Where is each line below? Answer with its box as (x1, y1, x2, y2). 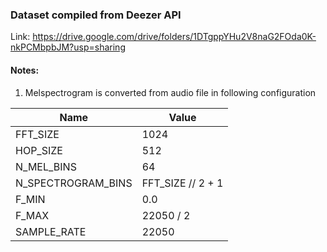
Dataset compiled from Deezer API (10, 8, 182, 22)
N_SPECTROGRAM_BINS (15, 176, 133, 190)
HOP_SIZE (15, 143, 63, 157)
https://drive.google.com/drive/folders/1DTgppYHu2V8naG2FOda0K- (32, 31, 317, 43)
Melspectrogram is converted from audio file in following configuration (24, 86, 317, 98)
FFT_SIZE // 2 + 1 (141, 176, 224, 190)
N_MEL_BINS (15, 159, 77, 173)
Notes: (10, 64, 40, 76)
